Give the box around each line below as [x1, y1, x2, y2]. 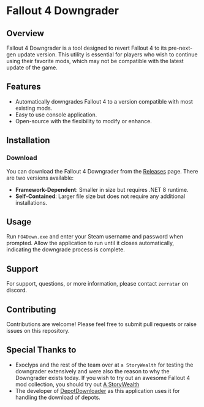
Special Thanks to [6, 344, 77, 356]
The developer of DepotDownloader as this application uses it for [15, 387, 180, 394]
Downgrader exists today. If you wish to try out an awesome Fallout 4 [15, 374, 191, 381]
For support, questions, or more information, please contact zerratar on [6, 280, 189, 287]
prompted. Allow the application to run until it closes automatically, [6, 240, 175, 247]
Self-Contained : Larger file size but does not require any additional [15, 192, 186, 200]
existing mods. [15, 104, 53, 112]
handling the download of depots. [15, 394, 101, 401]
